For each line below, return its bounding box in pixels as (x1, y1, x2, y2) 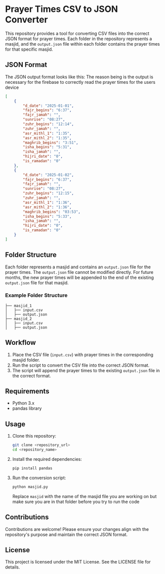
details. (5, 564, 20, 570)
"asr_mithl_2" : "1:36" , (23, 204, 72, 209)
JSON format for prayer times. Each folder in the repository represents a (5, 36, 152, 42)
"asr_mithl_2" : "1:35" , (23, 135, 72, 140)
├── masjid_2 (5, 316, 32, 321)
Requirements (5, 387, 49, 395)
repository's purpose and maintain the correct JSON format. (5, 531, 128, 537)
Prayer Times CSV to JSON (5, 3, 118, 15)
